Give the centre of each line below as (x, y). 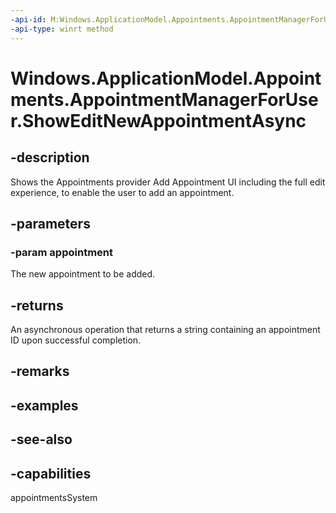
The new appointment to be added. (83, 274)
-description (50, 157)
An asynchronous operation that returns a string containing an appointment (165, 329)
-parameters (50, 223)
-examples (44, 405)
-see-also (41, 439)
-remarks (40, 371)
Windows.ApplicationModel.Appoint (166, 78)
